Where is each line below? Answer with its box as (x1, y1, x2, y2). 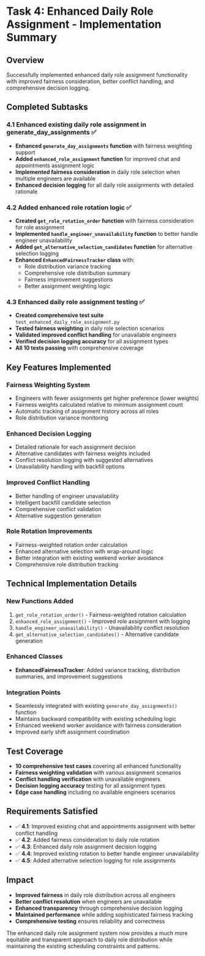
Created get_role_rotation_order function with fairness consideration (15, 217, 194, 224)
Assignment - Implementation (6, 17, 162, 31)
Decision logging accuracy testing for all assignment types (15, 782, 166, 789)
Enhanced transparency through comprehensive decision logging (15, 904, 183, 912)
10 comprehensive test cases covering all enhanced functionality (15, 762, 182, 769)
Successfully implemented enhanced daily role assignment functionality (6, 71, 188, 78)
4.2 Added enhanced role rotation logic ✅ (6, 203, 132, 211)
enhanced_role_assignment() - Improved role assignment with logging (15, 617, 191, 625)
